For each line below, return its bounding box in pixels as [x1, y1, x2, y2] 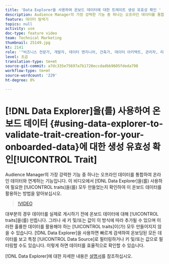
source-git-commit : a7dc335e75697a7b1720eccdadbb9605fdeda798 [5, 63, 138, 69]
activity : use [5, 26, 35, 31]
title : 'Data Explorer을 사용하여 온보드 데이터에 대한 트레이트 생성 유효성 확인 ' [5, 7, 161, 13]
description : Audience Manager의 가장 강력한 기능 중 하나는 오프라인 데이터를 [5, 12, 155, 17]
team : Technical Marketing [5, 36, 62, 41]
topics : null [5, 21, 33, 27]
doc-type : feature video [5, 31, 57, 36]
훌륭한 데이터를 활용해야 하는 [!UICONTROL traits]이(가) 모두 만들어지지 [14, 223, 157, 229]
